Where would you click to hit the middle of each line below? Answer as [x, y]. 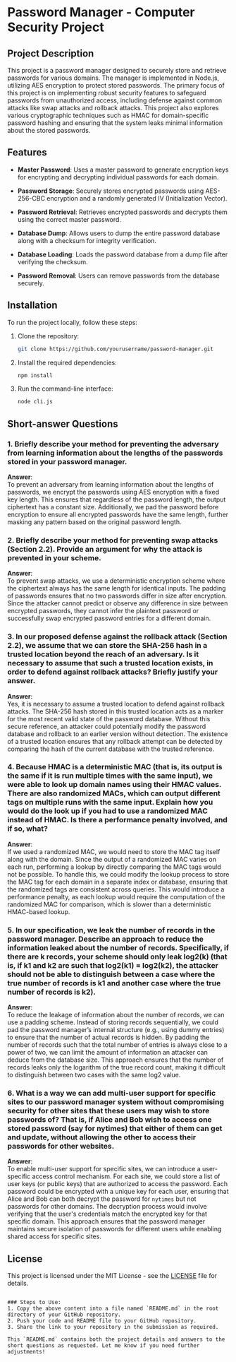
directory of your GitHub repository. [64, 1315]
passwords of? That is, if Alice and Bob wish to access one [110, 1120]
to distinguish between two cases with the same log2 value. [94, 1075]
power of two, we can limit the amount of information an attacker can [107, 1053]
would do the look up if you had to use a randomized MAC [107, 811]
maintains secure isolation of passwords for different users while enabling [114, 1229]
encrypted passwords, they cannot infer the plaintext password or [103, 611]
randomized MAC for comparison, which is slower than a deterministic [109, 904]
